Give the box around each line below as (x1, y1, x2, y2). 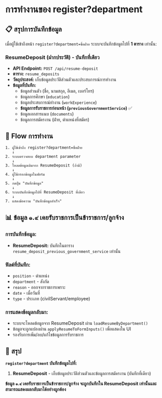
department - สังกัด (12, 278, 49, 285)
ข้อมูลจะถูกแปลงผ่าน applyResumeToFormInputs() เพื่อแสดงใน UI (12, 326, 131, 332)
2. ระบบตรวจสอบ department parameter (5, 154, 81, 159)
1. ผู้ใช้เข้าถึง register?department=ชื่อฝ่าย (5, 145, 83, 151)
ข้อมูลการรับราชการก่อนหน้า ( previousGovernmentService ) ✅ (20, 105, 133, 111)
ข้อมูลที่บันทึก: (12, 82, 37, 89)
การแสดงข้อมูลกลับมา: (5, 309, 48, 316)
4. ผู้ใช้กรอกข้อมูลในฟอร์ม (5, 172, 45, 177)
